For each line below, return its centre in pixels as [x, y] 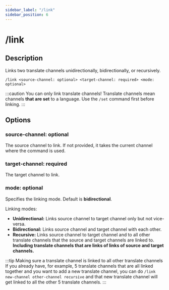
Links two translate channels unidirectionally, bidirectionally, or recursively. [83, 70]
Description [24, 58]
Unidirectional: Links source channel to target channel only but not [82, 218]
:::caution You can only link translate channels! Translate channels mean [80, 93]
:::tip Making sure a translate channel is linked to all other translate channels [84, 260]
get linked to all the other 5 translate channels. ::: [56, 282]
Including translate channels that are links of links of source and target [88, 245]
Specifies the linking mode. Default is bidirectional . [59, 199]
